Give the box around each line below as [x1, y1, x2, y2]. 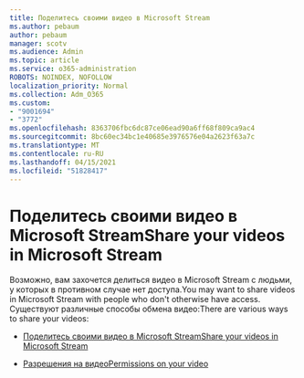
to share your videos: [9, 313, 89, 324]
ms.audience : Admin [9, 47, 84, 57]
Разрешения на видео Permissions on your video [22, 358, 209, 370]
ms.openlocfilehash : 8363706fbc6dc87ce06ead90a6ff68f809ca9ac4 [9, 124, 256, 133]
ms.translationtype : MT [9, 141, 100, 150]
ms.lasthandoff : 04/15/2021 [9, 157, 117, 167]
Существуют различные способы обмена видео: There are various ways [9, 303, 288, 315]
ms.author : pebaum [9, 22, 79, 31]
